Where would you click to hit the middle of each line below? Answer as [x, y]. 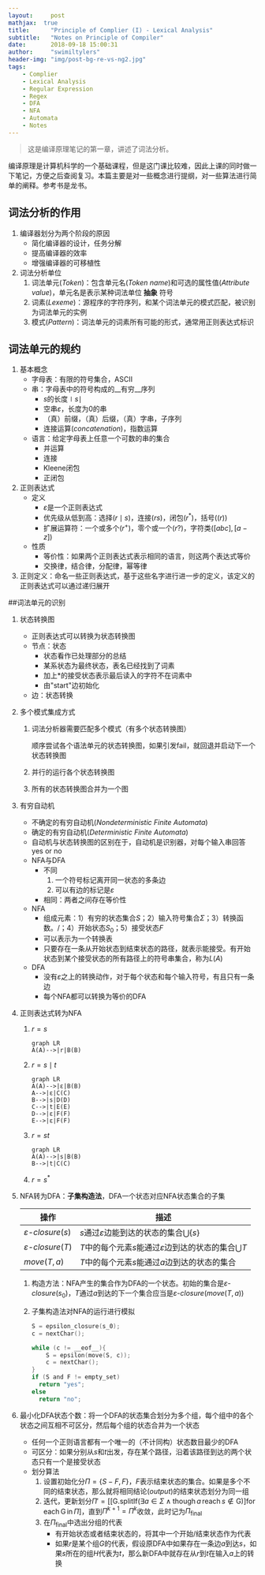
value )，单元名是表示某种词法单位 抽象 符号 [102, 292]
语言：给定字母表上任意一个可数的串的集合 [101, 439]
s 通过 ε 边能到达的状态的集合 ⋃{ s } [140, 1233]
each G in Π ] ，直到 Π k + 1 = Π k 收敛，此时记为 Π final [123, 1512]
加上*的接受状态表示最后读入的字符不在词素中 [118, 675]
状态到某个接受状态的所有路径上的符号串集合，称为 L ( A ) [133, 958]
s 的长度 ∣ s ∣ [63, 399]
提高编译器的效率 [59, 252]
